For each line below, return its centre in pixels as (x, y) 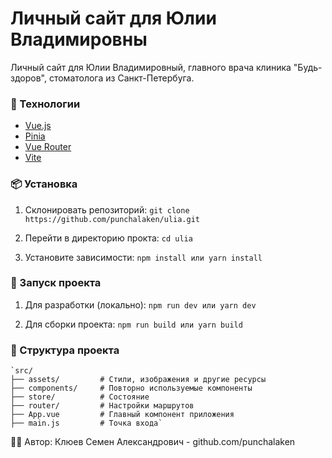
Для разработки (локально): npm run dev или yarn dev (140, 304)
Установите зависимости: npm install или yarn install (143, 257)
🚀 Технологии (45, 104)
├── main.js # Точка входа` (86, 423)
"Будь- (308, 67)
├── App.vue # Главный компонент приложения (122, 415)
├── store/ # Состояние (80, 397)
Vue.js (38, 126)
